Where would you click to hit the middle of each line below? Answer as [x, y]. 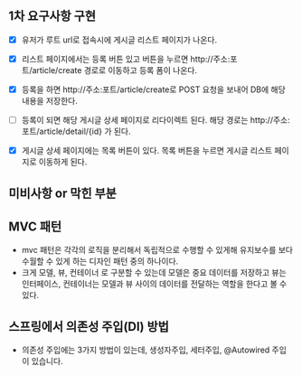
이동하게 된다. [63, 162]
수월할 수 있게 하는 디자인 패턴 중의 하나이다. [100, 261]
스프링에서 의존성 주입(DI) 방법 [89, 327]
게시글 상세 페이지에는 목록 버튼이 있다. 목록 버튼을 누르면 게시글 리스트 [147, 151]
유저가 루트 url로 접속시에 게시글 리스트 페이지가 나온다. [119, 40]
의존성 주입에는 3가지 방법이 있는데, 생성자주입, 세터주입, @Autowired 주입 [154, 350]
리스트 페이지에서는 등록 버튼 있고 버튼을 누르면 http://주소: [126, 59]
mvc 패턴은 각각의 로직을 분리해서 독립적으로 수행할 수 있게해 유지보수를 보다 [157, 250]
